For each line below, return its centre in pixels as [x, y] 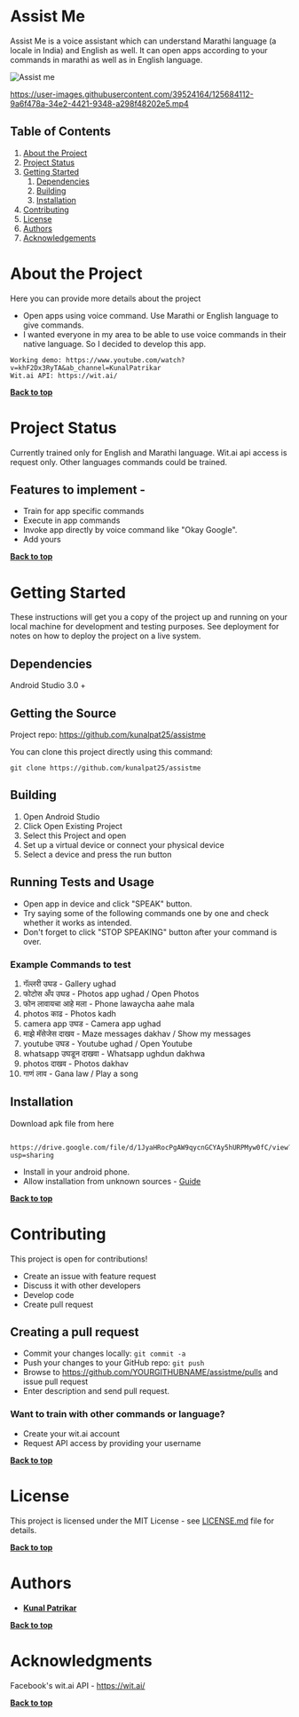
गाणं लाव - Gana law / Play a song [80, 1073]
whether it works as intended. [77, 922]
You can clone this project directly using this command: [112, 752]
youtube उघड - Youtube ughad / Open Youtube [108, 1043]
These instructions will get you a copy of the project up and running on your [149, 617]
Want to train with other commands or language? [118, 1414]
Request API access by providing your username [112, 1443]
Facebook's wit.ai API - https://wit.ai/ [78, 1685]
